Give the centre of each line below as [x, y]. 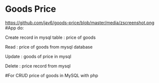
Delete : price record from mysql [38, 66]
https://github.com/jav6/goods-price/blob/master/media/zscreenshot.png [80, 23]
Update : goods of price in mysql [38, 56]
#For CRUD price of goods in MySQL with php [52, 75]
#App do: [14, 28]
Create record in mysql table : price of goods [50, 37]
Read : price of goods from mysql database [49, 47]
